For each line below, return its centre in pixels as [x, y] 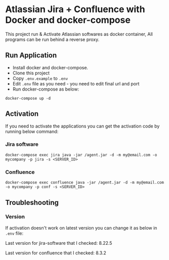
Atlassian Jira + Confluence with [75, 9]
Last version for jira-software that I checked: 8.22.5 [59, 243]
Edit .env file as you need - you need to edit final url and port [76, 83]
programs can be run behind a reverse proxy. [52, 39]
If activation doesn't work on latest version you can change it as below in [81, 228]
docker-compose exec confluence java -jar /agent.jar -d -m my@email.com [85, 183]
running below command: [32, 131]
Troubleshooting [32, 203]
